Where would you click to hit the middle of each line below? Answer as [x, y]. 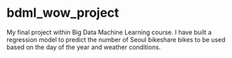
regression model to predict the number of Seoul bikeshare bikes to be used [116, 39]
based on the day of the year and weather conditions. [84, 47]
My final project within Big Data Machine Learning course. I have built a [109, 32]
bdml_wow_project [63, 13]
